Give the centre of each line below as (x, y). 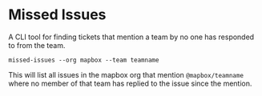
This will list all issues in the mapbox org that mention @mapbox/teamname (126, 74)
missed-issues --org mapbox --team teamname (84, 60)
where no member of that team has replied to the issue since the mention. (130, 83)
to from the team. (37, 45)
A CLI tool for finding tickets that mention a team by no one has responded (131, 37)
